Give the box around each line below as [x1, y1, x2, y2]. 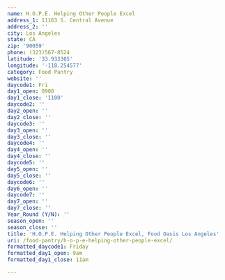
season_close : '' [7, 224, 58, 231]
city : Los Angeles [7, 29, 61, 37]
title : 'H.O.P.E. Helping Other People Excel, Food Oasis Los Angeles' [7, 231, 219, 238]
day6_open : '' [7, 185, 49, 192]
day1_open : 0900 [7, 88, 54, 95]
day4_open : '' [7, 146, 49, 153]
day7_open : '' [7, 198, 49, 205]
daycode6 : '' [7, 178, 45, 185]
